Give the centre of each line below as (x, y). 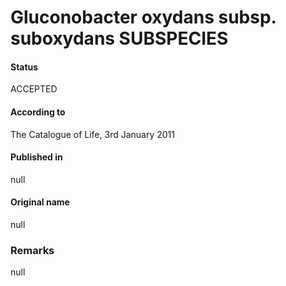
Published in (36, 157)
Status (24, 67)
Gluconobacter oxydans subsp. (143, 17)
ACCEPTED (34, 89)
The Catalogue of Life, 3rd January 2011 (92, 134)
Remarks (32, 250)
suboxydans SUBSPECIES (119, 38)
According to (38, 112)
